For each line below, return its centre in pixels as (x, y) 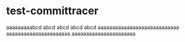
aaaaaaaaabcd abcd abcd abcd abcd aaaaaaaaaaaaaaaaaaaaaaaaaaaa (92, 27)
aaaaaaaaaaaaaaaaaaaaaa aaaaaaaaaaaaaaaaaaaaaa (71, 33)
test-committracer (52, 11)
